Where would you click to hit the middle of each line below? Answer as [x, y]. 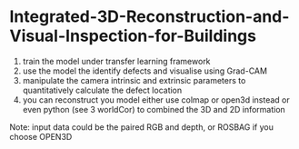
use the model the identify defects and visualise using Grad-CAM [145, 71]
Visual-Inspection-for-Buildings [133, 36]
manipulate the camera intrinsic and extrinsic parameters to [134, 80]
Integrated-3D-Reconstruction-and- [149, 17]
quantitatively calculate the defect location [102, 90]
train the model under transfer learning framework [116, 61]
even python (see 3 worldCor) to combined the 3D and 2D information [154, 109]
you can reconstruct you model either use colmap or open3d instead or [156, 99]
